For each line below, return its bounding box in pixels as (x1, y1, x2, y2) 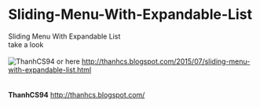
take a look (8, 39, 44, 49)
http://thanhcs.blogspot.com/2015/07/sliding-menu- (81, 57, 251, 66)
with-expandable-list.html (8, 65, 92, 74)
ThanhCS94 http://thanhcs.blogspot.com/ (8, 90, 145, 99)
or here (56, 57, 80, 66)
